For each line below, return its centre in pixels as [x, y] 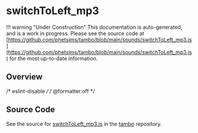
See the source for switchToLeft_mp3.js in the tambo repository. [84, 124]
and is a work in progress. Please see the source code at [75, 33]
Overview [25, 77]
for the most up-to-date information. [54, 58]
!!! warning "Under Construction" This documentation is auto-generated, [94, 27]
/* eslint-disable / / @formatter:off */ [51, 91]
